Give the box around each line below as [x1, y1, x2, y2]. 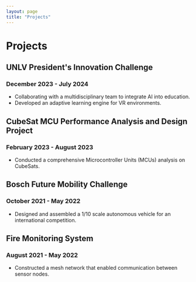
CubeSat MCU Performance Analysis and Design [6, 116, 188, 126]
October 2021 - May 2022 [6, 197, 81, 205]
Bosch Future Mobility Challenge [6, 180, 128, 190]
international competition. [14, 216, 77, 223]
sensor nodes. [14, 270, 50, 278]
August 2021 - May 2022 [6, 251, 78, 259]
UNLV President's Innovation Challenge [6, 63, 153, 73]
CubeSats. [14, 163, 40, 170]
